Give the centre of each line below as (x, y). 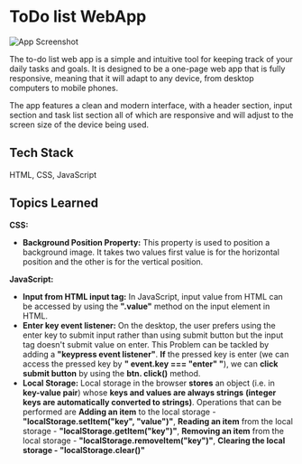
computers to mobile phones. (64, 88)
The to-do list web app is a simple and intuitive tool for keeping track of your (151, 59)
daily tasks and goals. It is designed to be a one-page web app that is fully (147, 69)
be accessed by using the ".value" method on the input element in (146, 306)
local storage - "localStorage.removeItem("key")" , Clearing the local (154, 441)
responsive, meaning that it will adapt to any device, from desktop (132, 78)
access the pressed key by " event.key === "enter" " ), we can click (150, 364)
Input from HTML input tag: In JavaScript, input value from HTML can (153, 296)
